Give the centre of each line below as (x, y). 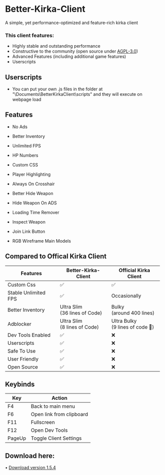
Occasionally (126, 296)
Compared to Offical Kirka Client (56, 256)
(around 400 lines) (133, 313)
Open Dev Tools (49, 430)
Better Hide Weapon (33, 193)
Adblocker (20, 324)
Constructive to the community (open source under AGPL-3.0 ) (75, 51)
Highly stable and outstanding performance (56, 46)
